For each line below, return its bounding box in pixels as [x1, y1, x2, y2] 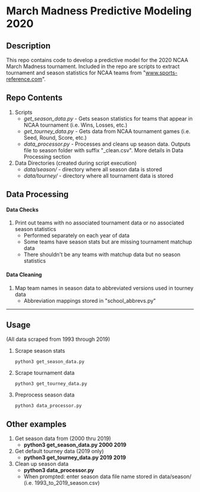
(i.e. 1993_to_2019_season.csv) [23, 479, 100, 487]
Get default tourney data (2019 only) [14, 448, 104, 455]
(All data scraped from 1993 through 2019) [6, 336, 110, 343]
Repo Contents [6, 93, 62, 103]
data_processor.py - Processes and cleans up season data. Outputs [23, 140, 190, 147]
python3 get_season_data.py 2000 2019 [23, 441, 127, 448]
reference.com [6, 76, 43, 82]
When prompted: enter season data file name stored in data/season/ [23, 473, 192, 480]
